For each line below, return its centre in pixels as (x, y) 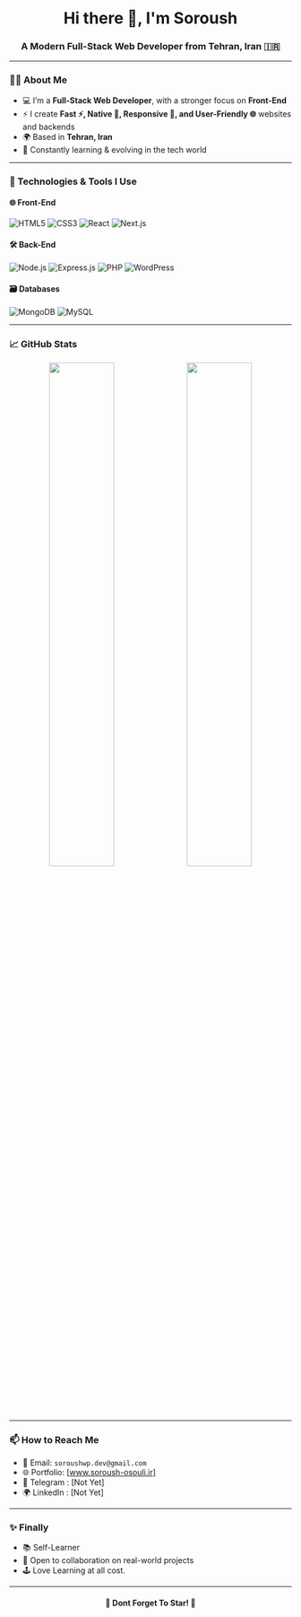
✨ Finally (29, 1527)
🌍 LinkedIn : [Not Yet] (63, 1492)
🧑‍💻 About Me (38, 80)
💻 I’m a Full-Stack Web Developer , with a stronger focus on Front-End (154, 100)
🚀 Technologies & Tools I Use (73, 181)
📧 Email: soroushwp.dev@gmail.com (84, 1463)
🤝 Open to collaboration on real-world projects (108, 1560)
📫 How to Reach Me (54, 1439)
